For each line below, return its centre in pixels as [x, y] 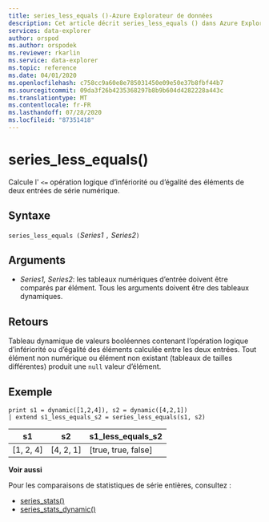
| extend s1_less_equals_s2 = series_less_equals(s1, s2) [107, 418]
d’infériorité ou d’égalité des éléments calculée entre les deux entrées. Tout [132, 350]
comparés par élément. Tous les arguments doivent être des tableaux [134, 288]
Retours [28, 322]
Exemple [30, 392]
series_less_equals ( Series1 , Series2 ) [74, 235]
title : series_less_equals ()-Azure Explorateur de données [111, 16]
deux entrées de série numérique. [64, 190]
